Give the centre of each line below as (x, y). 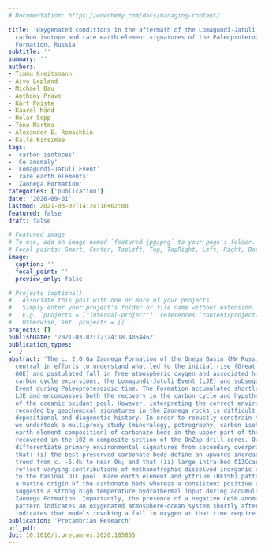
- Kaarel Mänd (32, 111)
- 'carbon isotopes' (42, 155)
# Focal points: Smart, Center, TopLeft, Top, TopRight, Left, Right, (127, 249)
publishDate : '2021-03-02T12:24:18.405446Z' (82, 337)
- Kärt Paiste (32, 103)
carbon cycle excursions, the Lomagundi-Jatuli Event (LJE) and (123, 381)
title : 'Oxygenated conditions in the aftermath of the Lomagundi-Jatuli (132, 30)
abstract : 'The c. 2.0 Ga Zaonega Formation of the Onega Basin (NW (123, 359)
